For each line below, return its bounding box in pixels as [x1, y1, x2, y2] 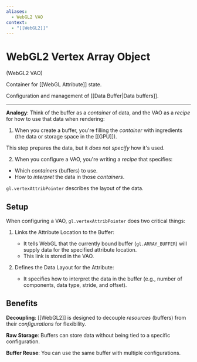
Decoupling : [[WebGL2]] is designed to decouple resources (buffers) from [6, 314, 186, 321]
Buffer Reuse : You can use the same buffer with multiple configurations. [6, 349, 181, 356]
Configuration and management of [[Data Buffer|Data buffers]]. [6, 92, 159, 100]
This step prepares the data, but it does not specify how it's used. [6, 144, 165, 151]
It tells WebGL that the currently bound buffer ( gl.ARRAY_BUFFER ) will [23, 240, 188, 247]
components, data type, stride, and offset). [23, 282, 127, 288]
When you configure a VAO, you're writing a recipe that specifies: [14, 156, 173, 163]
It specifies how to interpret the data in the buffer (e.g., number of [23, 275, 183, 282]
